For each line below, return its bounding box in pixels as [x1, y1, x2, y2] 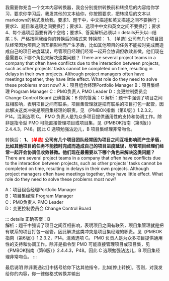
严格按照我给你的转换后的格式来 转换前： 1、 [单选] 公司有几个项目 [21, 36, 159, 42]
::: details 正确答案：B [5, 216, 50, 222]
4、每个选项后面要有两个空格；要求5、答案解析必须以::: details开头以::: [5, 30, 152, 35]
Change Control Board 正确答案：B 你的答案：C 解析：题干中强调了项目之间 [5, 95, 162, 100]
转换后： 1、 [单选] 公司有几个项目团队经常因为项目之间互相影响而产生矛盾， [5, 137, 164, 143]
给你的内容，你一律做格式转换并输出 [5, 270, 80, 276]
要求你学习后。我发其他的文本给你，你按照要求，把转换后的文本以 [14, 11, 151, 17]
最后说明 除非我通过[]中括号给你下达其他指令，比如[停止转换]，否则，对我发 [5, 264, 163, 270]
